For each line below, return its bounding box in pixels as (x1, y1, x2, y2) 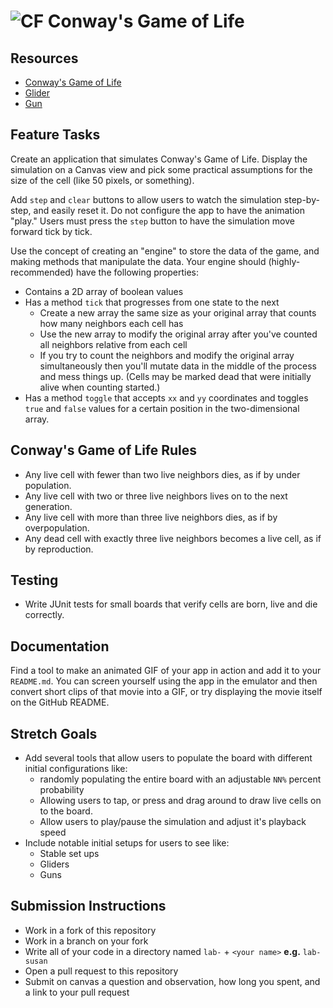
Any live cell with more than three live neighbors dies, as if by (24, 511, 278, 523)
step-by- (283, 193, 320, 205)
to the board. (39, 805, 93, 817)
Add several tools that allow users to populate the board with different (24, 752, 313, 764)
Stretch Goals (10, 725, 98, 742)
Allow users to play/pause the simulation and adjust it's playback (39, 816, 307, 828)
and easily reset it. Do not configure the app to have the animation (33, 204, 306, 216)
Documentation (10, 638, 110, 655)
